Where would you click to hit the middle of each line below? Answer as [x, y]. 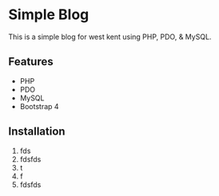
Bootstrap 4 [39, 106]
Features [31, 62]
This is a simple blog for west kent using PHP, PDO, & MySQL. [110, 37]
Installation [37, 132]
